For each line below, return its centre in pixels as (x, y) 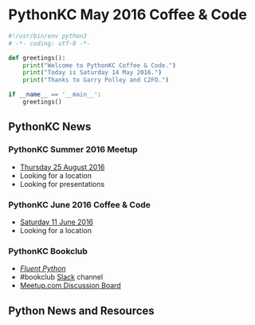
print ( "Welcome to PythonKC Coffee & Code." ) (100, 65)
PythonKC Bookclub (48, 251)
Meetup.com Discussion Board (70, 286)
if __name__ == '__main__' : (55, 95)
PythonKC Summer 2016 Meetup (73, 149)
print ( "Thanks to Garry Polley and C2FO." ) (96, 80)
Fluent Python (43, 268)
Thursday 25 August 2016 (62, 167)
